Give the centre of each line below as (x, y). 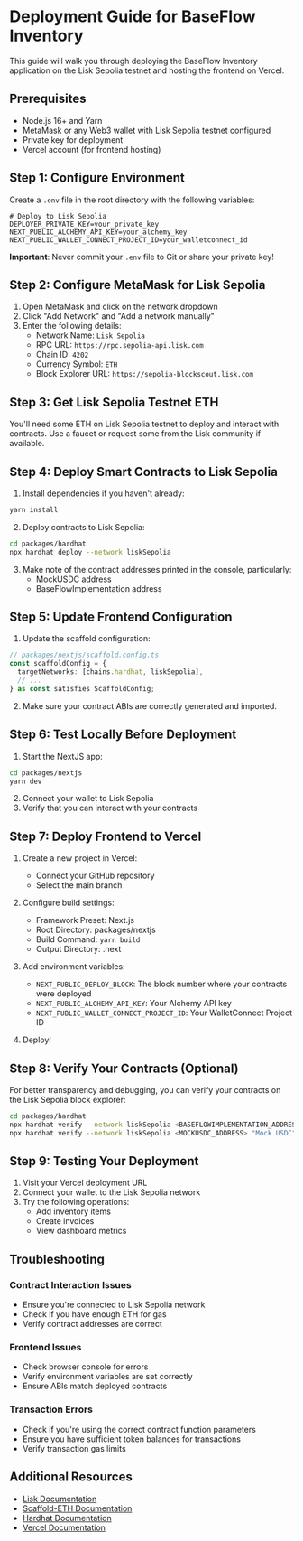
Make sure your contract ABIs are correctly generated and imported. (150, 705)
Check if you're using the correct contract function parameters (139, 1429)
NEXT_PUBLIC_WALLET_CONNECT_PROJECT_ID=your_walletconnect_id (129, 240)
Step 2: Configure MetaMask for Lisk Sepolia (138, 285)
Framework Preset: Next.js (85, 920)
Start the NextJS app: (63, 756)
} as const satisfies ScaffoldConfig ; (82, 688)
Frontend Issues (46, 1348)
